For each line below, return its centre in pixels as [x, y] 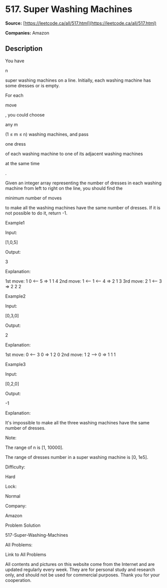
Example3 [16, 364]
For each [14, 95]
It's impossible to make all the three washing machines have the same [77, 422]
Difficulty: [15, 467]
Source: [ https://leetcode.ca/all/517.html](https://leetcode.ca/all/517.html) [81, 23]
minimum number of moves [33, 198]
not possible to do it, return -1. [36, 213]
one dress [16, 144]
